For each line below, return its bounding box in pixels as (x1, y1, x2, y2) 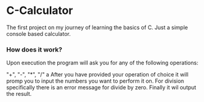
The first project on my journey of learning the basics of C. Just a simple (6, 24, 188, 31)
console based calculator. (6, 30, 71, 37)
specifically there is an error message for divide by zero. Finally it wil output (6, 84, 197, 91)
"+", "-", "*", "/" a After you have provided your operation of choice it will (6, 71, 189, 78)
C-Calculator (6, 4, 73, 18)
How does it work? (6, 45, 63, 53)
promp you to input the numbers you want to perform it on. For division (6, 77, 185, 85)
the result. (6, 90, 32, 98)
